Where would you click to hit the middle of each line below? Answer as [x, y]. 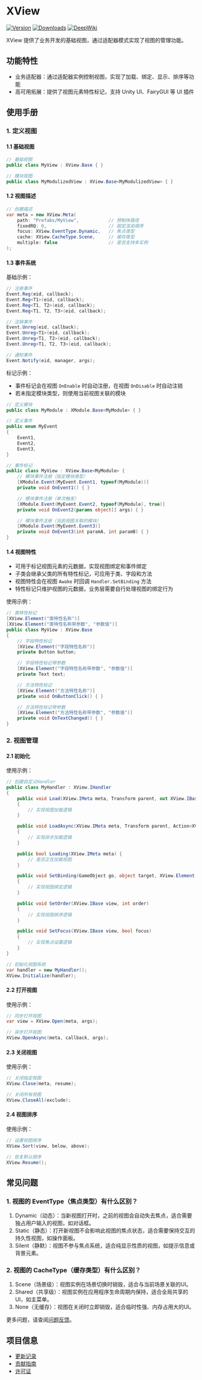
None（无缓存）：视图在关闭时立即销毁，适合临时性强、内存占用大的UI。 [105, 1307]
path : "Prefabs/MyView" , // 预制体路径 [78, 220]
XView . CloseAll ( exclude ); [38, 1100]
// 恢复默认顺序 [24, 1157]
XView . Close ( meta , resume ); [41, 1084]
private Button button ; [47, 652]
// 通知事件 [20, 355]
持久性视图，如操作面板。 [47, 1238]
